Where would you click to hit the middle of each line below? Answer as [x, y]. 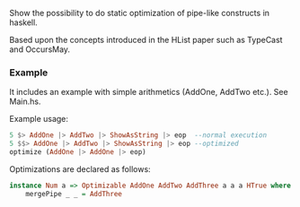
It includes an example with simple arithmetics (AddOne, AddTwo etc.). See [149, 92]
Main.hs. [25, 101]
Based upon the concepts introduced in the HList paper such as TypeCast [146, 40]
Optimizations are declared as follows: [80, 168]
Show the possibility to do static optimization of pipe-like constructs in [140, 13]
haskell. [23, 22]
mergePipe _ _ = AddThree [74, 194]
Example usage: [39, 119]
